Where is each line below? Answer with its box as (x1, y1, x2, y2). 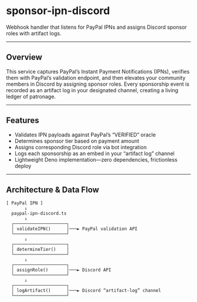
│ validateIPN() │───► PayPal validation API (11, 226, 138, 232)
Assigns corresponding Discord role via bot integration (14, 143, 147, 150)
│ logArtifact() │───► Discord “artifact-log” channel (11, 288, 161, 294)
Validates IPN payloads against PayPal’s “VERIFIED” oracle (14, 131, 157, 138)
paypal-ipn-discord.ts (11, 210, 67, 217)
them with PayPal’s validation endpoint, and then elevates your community (6, 74, 186, 81)
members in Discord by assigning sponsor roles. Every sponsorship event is (6, 80, 189, 88)
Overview (6, 52, 43, 62)
